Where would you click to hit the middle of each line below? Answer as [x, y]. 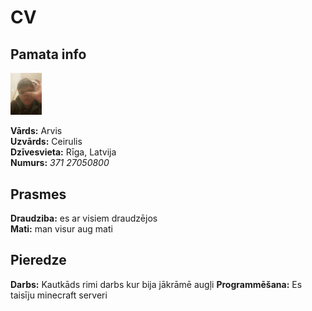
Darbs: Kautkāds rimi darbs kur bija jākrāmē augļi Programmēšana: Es [156, 284]
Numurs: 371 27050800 [60, 163]
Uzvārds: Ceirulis [46, 142]
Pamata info [48, 54]
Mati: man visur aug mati [61, 229]
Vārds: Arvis [36, 131]
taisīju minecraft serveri [59, 295]
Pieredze [38, 260]
